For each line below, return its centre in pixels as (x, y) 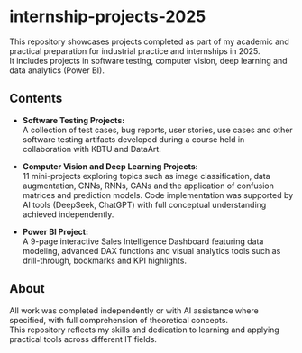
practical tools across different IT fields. (83, 339)
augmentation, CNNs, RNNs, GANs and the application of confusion (148, 186)
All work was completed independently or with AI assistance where (134, 310)
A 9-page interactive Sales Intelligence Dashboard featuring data (143, 241)
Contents (36, 99)
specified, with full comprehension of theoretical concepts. (119, 320)
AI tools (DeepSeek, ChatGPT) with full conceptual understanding (144, 204)
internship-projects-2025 (108, 17)
